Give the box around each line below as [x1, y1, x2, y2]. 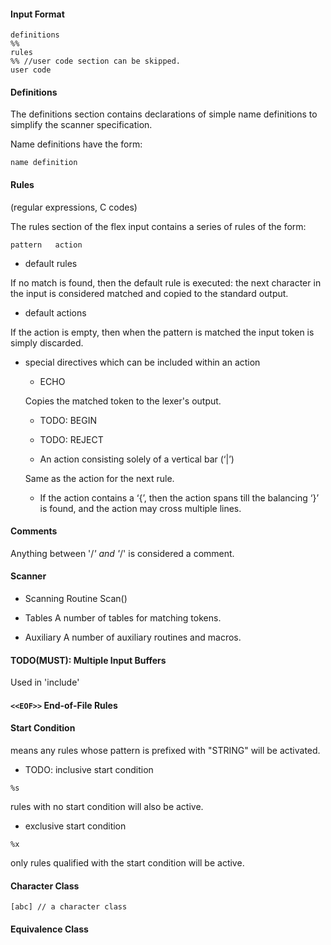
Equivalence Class [10, 923, 89, 935]
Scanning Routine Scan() [24, 593, 128, 605]
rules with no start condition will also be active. [10, 801, 204, 813]
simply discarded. [10, 336, 84, 349]
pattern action [10, 240, 83, 250]
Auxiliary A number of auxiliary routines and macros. [24, 631, 242, 644]
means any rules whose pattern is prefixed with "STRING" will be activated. [10, 745, 321, 757]
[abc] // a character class [10, 902, 128, 912]
